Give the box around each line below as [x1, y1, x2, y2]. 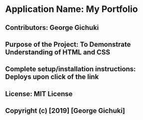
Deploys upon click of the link [5, 73, 99, 81]
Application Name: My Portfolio [5, 3, 138, 15]
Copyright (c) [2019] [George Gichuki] [5, 107, 126, 115]
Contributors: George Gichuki [5, 23, 99, 32]
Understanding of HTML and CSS [5, 48, 111, 56]
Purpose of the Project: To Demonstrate [5, 40, 131, 48]
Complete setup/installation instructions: [5, 65, 136, 73]
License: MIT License [5, 90, 73, 98]
